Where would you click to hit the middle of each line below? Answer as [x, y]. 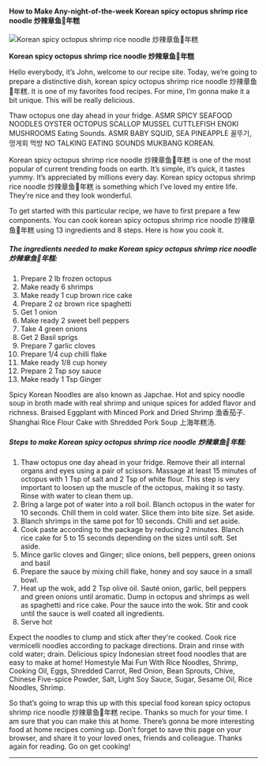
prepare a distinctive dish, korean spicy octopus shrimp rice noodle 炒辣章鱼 [133, 81]
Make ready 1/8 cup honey [64, 363]
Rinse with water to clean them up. [77, 496]
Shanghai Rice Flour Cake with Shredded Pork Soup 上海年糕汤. [112, 422]
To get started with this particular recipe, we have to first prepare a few [125, 211]
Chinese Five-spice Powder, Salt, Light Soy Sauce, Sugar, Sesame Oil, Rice [131, 679]
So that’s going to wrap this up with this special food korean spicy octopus [130, 703]
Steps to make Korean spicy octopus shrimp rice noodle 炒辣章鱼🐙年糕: [128, 442]
